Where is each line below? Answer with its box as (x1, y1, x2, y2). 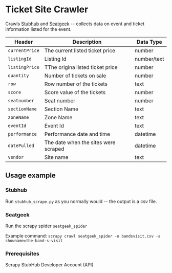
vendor (8, 154, 24, 160)
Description (72, 38, 102, 45)
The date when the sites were (44, 139, 116, 146)
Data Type (136, 38, 162, 45)
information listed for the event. (5, 26, 72, 32)
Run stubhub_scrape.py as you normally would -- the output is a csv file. (5, 198, 157, 204)
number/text (135, 55, 164, 62)
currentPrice (8, 47, 40, 53)
